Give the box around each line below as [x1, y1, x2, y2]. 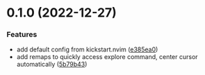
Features [6, 30, 38, 40]
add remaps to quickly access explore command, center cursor [16, 53, 199, 61]
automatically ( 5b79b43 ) [16, 60, 88, 69]
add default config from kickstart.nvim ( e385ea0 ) [16, 45, 158, 53]
